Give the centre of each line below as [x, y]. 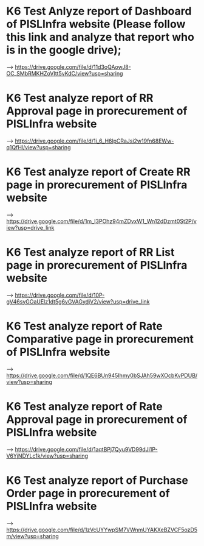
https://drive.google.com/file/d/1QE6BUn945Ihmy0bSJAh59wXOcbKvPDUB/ [102, 375]
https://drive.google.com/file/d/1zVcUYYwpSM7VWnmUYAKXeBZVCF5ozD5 [102, 530]
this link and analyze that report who [100, 37]
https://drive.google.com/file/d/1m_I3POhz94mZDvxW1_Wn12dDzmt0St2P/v [102, 221]
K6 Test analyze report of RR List [90, 252]
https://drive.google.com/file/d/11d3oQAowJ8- [73, 67]
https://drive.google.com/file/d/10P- [60, 295]
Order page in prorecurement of [88, 493]
